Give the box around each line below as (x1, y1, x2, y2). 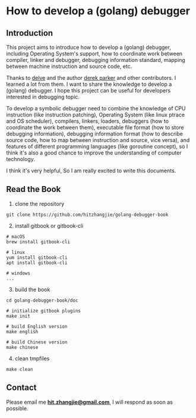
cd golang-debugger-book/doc (6, 297, 78, 304)
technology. (6, 156, 36, 162)
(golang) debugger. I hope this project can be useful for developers (6, 87, 171, 94)
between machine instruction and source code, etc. (6, 63, 132, 70)
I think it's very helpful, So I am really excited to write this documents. (6, 167, 176, 174)
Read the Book (6, 184, 61, 194)
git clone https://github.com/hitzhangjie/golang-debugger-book (6, 212, 169, 218)
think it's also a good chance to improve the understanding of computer (6, 149, 182, 156)
